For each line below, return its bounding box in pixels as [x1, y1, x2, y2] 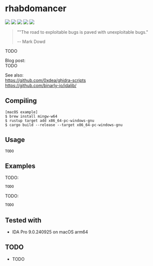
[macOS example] [5, 109, 38, 115]
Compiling [5, 97, 37, 105]
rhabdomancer [5, 3, 67, 14]
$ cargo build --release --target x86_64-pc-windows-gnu [5, 123, 123, 127]
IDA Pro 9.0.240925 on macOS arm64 [12, 229, 88, 235]
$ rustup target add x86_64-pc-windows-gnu [5, 118, 95, 123]
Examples [5, 162, 35, 170]
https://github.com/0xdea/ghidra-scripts [5, 77, 86, 83]
